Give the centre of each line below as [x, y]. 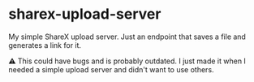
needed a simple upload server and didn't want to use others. [111, 69]
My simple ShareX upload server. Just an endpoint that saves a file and [127, 37]
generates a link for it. [45, 45]
